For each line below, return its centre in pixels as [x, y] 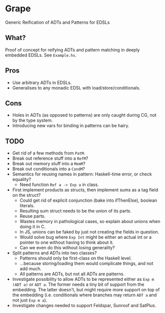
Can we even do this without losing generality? [67, 248]
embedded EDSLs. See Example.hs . [41, 55]
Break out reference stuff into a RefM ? [50, 158]
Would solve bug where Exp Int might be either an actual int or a [85, 237]
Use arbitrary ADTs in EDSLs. [42, 83]
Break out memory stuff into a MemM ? [49, 164]
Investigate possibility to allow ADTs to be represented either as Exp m [83, 279]
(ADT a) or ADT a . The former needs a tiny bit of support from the [78, 284]
